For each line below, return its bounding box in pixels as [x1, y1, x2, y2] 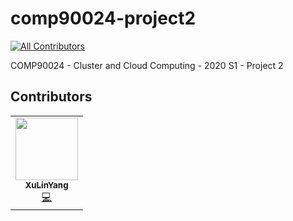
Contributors [10, 88, 93, 106]
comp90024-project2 [10, 7, 197, 30]
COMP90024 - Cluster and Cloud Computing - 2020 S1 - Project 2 [10, 59, 284, 71]
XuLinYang [24, 179, 69, 191]
